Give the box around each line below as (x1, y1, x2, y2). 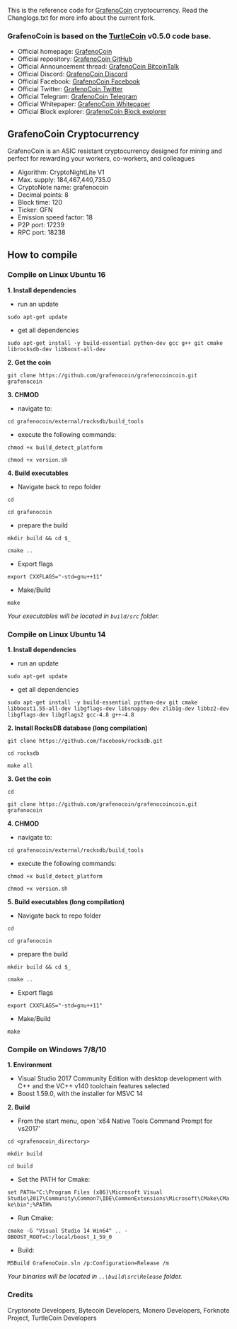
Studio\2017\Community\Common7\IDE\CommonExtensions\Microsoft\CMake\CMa (7, 1195, 230, 1202)
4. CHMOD (7, 819, 40, 828)
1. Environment (7, 1061, 52, 1069)
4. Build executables (7, 469, 69, 477)
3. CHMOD (7, 390, 40, 399)
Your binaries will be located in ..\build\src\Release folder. (7, 1272, 183, 1281)
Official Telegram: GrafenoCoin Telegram (17, 92, 137, 101)
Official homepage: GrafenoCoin (17, 47, 112, 56)
